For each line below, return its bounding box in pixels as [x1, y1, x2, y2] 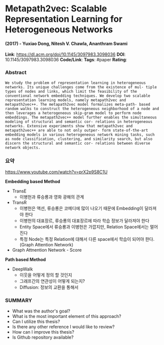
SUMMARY [5, 297, 32, 304]
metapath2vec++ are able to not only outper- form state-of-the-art [5, 128, 148, 133]
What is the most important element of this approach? [12, 313, 121, 319]
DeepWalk [12, 266, 33, 272]
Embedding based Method [5, 178, 60, 184]
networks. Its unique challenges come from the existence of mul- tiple [5, 84, 157, 89]
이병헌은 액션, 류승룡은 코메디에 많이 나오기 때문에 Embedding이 [19, 205, 144, 211]
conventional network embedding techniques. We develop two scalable [5, 93, 151, 98]
